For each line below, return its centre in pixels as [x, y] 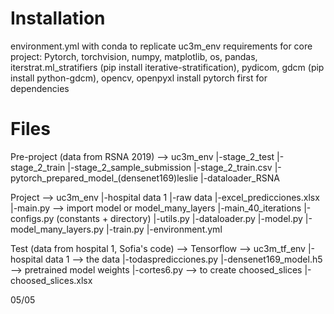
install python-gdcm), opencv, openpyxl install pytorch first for [139, 78]
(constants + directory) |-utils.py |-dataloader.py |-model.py [179, 218]
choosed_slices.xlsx [51, 280]
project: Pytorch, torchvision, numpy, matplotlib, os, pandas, [134, 56]
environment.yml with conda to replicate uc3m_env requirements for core [161, 46]
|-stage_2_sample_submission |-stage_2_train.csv [170, 167]
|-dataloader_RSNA [240, 178]
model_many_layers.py [57, 229]
